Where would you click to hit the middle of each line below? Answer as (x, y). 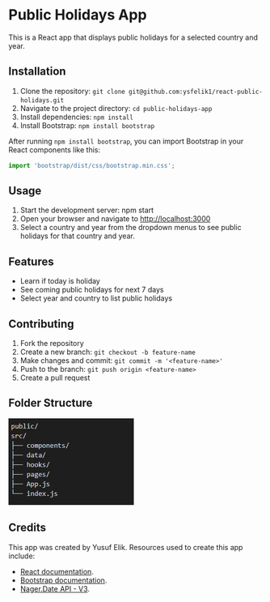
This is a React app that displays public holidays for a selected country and (133, 37)
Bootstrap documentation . (63, 580)
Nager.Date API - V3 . (55, 588)
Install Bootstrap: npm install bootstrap (87, 125)
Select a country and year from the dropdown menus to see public (131, 228)
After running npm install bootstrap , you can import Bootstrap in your (126, 141)
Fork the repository (52, 344)
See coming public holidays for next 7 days (92, 290)
